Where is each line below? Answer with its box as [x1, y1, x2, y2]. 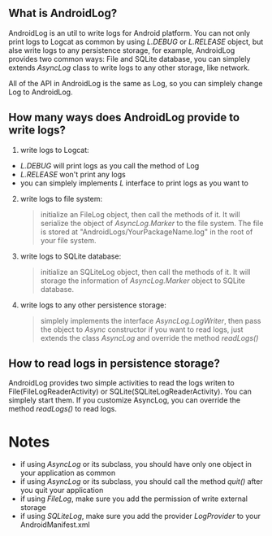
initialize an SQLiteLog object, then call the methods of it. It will [40, 267, 251, 277]
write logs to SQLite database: [19, 251, 122, 261]
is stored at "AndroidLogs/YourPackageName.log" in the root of [40, 227, 253, 237]
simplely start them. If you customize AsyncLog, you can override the [8, 395, 241, 405]
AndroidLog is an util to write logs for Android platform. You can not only [8, 28, 250, 37]
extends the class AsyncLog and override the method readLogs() [40, 333, 259, 342]
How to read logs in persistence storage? [8, 357, 221, 371]
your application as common [19, 468, 116, 478]
